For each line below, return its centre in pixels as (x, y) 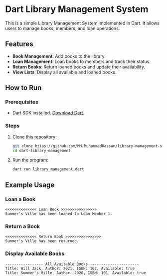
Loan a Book (20, 199)
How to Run (23, 88)
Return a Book (23, 226)
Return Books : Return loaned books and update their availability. (79, 66)
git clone (23, 146)
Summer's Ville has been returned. (42, 241)
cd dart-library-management (41, 150)
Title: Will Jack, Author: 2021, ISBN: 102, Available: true (70, 268)
